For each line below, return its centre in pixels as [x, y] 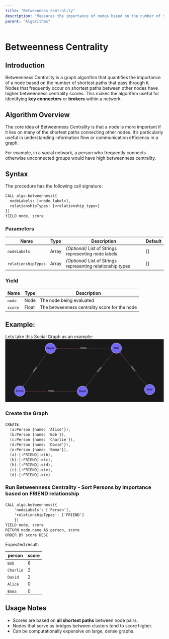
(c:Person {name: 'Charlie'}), [43, 439]
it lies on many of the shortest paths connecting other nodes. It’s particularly [84, 132]
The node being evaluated [67, 300]
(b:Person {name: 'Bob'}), [38, 434]
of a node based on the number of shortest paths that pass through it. [77, 83]
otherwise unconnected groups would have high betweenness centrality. [81, 158]
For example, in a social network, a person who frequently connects [76, 153]
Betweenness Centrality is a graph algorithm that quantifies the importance [83, 78]
